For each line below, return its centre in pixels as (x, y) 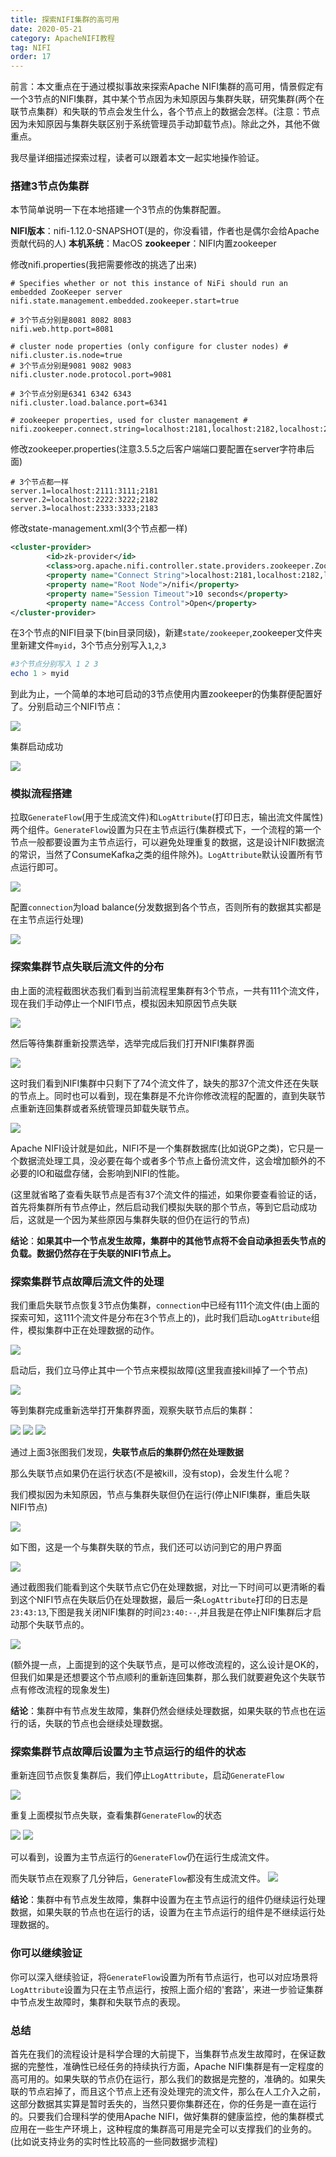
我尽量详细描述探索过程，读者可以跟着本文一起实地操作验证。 (137, 158)
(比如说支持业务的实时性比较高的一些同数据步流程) (114, 2141)
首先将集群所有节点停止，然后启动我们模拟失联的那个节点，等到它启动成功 (163, 1207)
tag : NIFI (31, 47)
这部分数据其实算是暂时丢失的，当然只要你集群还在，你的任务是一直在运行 (163, 2103)
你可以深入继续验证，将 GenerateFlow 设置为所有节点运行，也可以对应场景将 (164, 1977)
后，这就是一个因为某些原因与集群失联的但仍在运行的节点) (130, 1219)
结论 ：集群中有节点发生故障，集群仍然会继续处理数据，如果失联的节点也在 (163, 1711)
